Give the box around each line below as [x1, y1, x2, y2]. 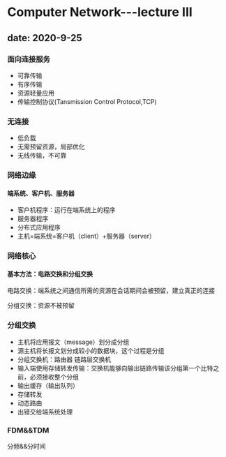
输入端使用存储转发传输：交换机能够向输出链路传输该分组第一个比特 [17, 364, 213, 372]
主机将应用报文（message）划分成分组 [17, 338, 130, 346]
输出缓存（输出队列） [17, 381, 79, 389]
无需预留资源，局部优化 [17, 142, 85, 151]
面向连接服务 [7, 54, 51, 63]
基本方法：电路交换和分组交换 [7, 269, 93, 278]
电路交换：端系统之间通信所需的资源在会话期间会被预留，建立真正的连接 [7, 287, 215, 295]
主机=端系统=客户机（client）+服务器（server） [17, 232, 156, 241]
